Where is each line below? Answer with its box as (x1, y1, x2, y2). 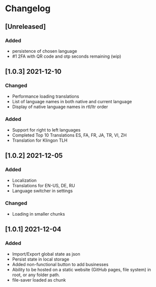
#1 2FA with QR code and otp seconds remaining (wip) (12, 53, 121, 59)
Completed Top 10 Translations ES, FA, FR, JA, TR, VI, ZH (12, 132, 127, 138)
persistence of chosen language (12, 48, 77, 54)
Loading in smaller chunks (12, 211, 65, 217)
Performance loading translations (12, 93, 79, 99)
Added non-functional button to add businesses (12, 261, 109, 267)
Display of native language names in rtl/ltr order (12, 104, 108, 110)
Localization (12, 177, 37, 183)
